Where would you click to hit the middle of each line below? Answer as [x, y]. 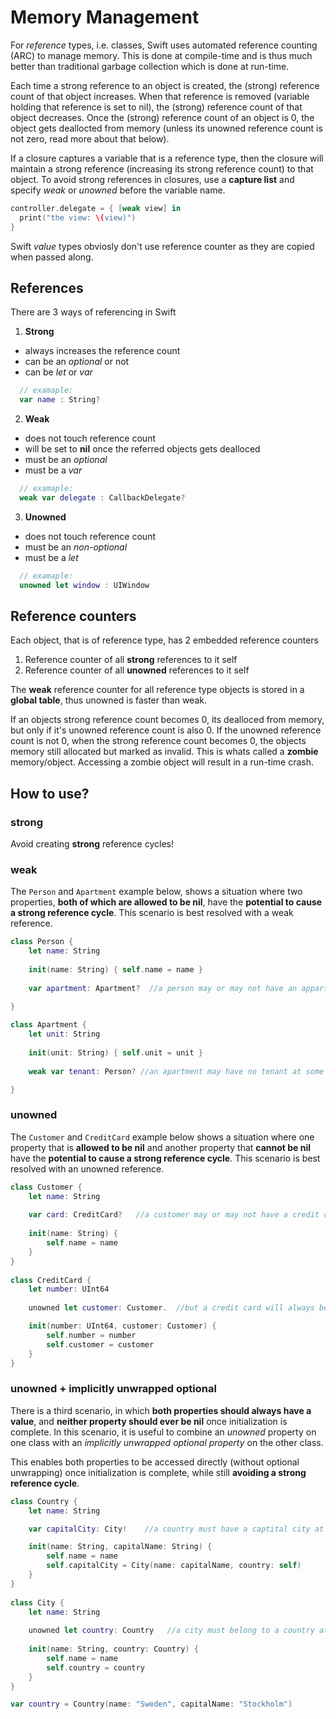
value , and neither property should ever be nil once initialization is [149, 1421]
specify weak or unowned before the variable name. [118, 190]
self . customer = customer [100, 1344]
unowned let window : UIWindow [84, 585]
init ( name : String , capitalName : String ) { [120, 1547]
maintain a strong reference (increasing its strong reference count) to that [162, 168]
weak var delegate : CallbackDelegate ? [102, 498]
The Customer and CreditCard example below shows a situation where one [162, 1137]
